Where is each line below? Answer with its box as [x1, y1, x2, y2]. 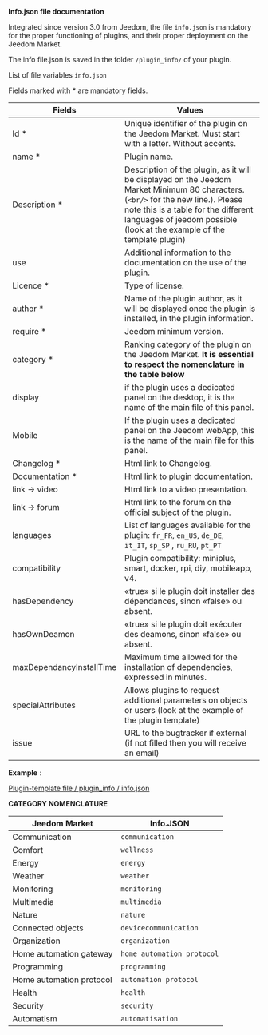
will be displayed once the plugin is [124, 303, 256, 314]
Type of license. [124, 280, 185, 291]
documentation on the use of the [124, 257, 247, 268]
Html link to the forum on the [124, 497, 231, 508]
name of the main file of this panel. [124, 402, 254, 412]
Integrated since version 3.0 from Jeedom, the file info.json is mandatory [8, 22, 252, 31]
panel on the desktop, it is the [124, 392, 235, 403]
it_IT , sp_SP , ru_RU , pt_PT [124, 539, 222, 551]
